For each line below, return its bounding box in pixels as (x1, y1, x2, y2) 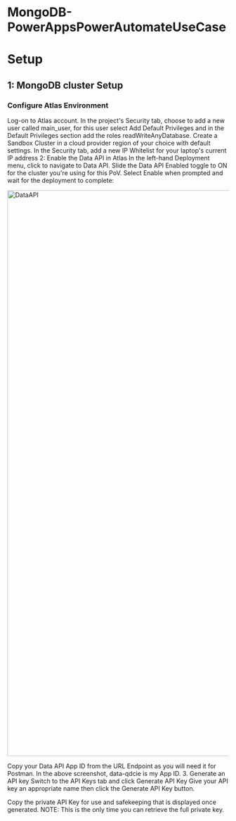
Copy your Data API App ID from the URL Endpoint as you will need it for (7, 762, 216, 770)
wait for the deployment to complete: (7, 177, 114, 185)
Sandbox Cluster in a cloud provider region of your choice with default (7, 139, 211, 148)
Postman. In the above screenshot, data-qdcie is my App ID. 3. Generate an (7, 770, 226, 778)
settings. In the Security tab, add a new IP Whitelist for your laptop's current (7, 146, 227, 155)
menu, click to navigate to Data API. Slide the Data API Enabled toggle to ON (7, 161, 228, 170)
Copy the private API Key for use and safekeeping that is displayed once (7, 798, 216, 806)
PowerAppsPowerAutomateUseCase (7, 19, 227, 35)
